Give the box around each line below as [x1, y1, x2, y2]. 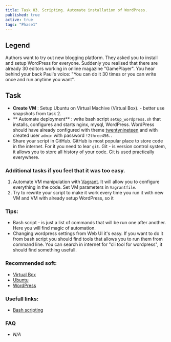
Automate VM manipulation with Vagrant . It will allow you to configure [12, 178, 160, 185]
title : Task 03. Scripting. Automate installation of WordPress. [5, 7, 147, 13]
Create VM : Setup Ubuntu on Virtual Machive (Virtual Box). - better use [12, 105, 165, 111]
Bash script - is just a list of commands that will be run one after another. [12, 220, 166, 226]
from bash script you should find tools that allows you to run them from [12, 236, 163, 242]
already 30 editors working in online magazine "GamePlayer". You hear [5, 65, 155, 72]
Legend [5, 41, 30, 49]
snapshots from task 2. [12, 110, 61, 116]
